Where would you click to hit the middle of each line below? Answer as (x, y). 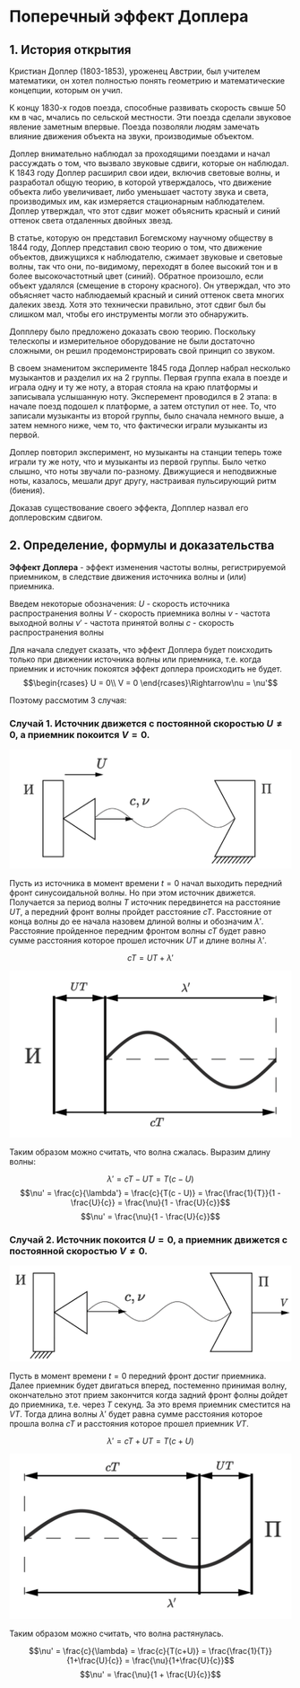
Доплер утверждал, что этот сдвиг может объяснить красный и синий (145, 211)
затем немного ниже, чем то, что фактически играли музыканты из (138, 425)
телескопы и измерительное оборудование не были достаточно (132, 341)
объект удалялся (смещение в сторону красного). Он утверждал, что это (150, 286)
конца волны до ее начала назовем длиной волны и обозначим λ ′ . (137, 921)
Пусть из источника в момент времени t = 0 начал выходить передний (146, 883)
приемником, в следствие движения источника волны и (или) (128, 576)
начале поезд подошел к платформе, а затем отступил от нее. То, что (143, 406)
